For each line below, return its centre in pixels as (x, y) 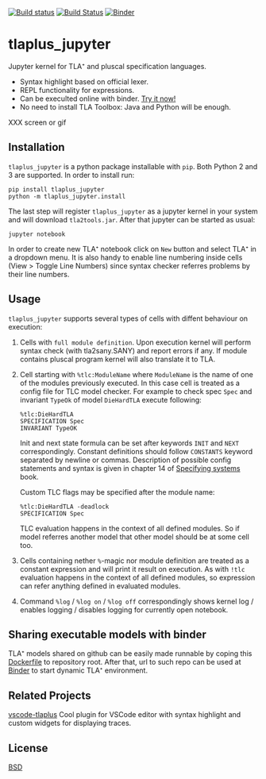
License (28, 748)
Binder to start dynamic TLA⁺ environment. (78, 670)
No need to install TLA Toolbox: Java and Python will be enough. (125, 106)
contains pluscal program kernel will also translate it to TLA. (118, 359)
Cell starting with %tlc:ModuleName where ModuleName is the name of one (137, 374)
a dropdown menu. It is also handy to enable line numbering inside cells (125, 257)
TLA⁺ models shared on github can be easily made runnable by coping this (130, 654)
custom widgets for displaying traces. (70, 723)
